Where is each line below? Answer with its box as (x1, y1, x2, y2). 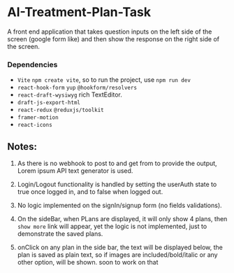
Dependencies (7, 59, 58, 69)
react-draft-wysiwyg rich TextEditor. (17, 90, 122, 99)
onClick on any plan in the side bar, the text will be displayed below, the (17, 243, 224, 252)
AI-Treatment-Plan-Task (7, 4, 152, 20)
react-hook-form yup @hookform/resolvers (17, 85, 138, 92)
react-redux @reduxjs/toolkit (17, 106, 105, 114)
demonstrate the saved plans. (17, 230, 103, 238)
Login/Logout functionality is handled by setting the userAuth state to (17, 180, 217, 189)
